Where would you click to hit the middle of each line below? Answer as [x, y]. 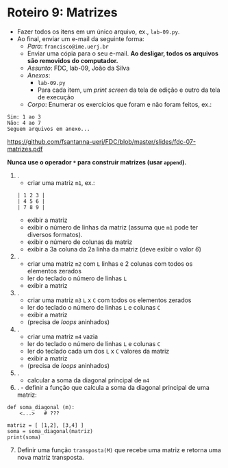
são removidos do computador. [73, 60]
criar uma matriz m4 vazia [62, 336]
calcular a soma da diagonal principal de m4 [88, 380]
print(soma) [24, 437]
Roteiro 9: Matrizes [62, 13]
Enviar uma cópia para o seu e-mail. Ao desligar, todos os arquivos [123, 53]
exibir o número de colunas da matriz [80, 242]
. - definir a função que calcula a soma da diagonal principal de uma [113, 387]
